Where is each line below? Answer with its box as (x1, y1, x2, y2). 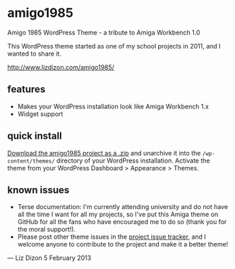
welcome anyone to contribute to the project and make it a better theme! (17, 240, 229, 249)
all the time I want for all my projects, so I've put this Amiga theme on (17, 210, 219, 219)
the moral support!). (17, 225, 76, 234)
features (7, 83, 46, 96)
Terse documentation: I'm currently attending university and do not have (17, 203, 228, 211)
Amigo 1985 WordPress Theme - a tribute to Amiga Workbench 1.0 (7, 28, 200, 37)
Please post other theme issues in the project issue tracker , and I (17, 232, 206, 241)
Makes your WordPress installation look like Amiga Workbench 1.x (17, 102, 210, 111)
